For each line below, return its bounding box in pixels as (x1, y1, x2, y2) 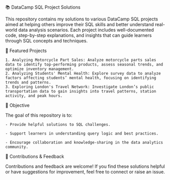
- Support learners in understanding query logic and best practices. (5, 131, 159, 136)
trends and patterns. (5, 80, 52, 85)
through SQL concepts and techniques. (5, 38, 88, 43)
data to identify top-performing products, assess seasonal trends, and (5, 62, 163, 67)
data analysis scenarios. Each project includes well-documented (18, 27, 154, 33)
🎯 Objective (5, 102, 30, 108)
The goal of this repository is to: (5, 112, 72, 118)
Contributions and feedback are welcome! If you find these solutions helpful (5, 163, 165, 169)
